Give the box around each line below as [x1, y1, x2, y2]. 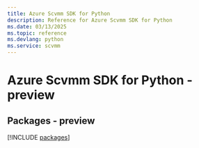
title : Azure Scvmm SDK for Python [7, 10, 111, 17]
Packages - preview [7, 115, 95, 126]
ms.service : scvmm [7, 42, 61, 49]
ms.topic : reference [7, 29, 67, 37]
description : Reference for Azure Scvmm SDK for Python [7, 17, 173, 24]
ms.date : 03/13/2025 [7, 23, 67, 30]
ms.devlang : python [7, 36, 64, 43]
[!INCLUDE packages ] [7, 133, 70, 141]
